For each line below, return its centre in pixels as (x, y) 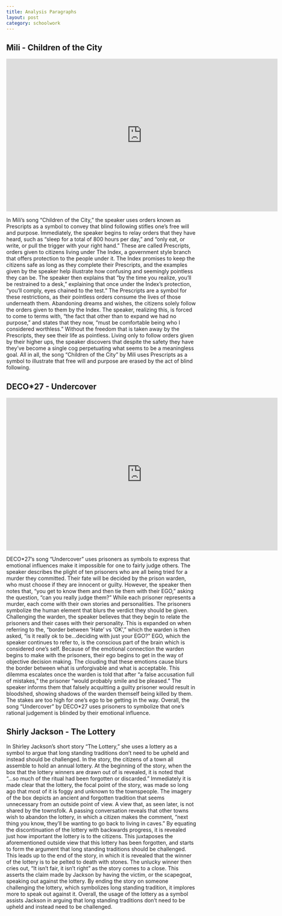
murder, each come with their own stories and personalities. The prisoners (99, 604)
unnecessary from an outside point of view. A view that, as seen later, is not (100, 804)
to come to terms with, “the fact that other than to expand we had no (91, 316)
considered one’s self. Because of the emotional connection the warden (95, 649)
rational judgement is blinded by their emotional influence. (78, 713)
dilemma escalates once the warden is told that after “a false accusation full (100, 674)
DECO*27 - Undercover (52, 386)
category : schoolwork (33, 23)
